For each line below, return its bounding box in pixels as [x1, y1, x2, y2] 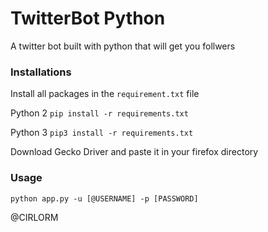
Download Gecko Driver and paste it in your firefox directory [10, 146, 259, 158]
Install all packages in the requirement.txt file [10, 88, 200, 100]
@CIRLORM [10, 211, 59, 223]
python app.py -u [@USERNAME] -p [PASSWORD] [10, 193, 199, 204]
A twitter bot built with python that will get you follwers [10, 40, 236, 52]
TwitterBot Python [10, 7, 166, 30]
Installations [10, 65, 72, 79]
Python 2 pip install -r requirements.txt [10, 107, 189, 119]
